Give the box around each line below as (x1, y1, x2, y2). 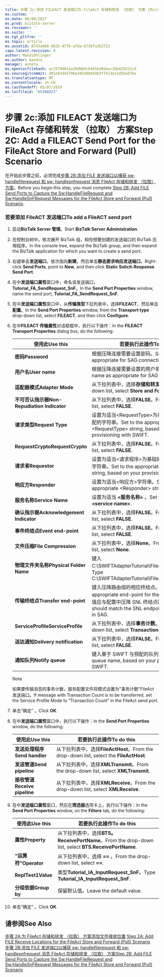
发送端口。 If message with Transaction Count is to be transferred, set (12, 692, 152, 698)
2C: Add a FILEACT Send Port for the (5, 135, 156, 146)
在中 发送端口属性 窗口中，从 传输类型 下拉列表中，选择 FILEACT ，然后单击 (12, 301, 159, 307)
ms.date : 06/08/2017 (5, 16, 47, 21)
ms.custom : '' (5, 12, 34, 17)
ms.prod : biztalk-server (5, 21, 56, 26)
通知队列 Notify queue (14, 657, 66, 664)
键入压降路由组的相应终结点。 (91, 584, 160, 591)
